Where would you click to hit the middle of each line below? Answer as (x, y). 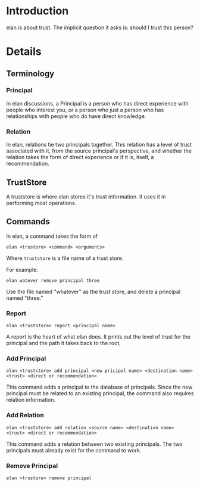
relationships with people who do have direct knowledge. (76, 116)
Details (24, 52)
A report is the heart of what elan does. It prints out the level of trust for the (98, 337)
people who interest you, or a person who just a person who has (85, 110)
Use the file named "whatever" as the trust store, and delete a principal (93, 291)
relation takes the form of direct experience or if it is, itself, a (80, 157)
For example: (22, 269)
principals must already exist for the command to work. (74, 450)
